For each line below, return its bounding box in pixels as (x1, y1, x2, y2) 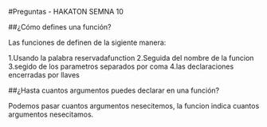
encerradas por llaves (8, 70, 80, 79)
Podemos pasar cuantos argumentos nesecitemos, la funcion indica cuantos (8, 101, 260, 110)
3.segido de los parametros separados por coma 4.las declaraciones (8, 62, 234, 71)
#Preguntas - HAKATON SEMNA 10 (8, 7, 124, 16)
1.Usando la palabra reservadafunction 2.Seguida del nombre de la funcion (8, 54, 254, 62)
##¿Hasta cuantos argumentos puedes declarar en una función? (8, 85, 220, 95)
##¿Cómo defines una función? (8, 22, 112, 31)
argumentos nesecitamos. (8, 109, 94, 119)
